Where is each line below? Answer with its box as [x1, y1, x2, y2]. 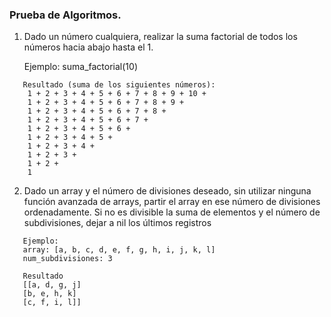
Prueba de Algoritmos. [9, 8, 122, 22]
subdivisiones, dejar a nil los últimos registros [23, 217, 212, 229]
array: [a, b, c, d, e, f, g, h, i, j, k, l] [22, 245, 216, 255]
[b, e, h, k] [22, 289, 77, 299]
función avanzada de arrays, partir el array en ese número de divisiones [23, 196, 321, 208]
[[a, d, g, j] [22, 280, 82, 290]
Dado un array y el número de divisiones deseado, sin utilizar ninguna [23, 185, 312, 197]
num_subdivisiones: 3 [22, 254, 113, 264]
